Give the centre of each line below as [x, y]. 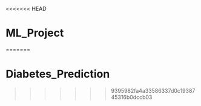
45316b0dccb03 [132, 97]
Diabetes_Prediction [58, 74]
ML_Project [35, 33]
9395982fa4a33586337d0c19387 [153, 90]
